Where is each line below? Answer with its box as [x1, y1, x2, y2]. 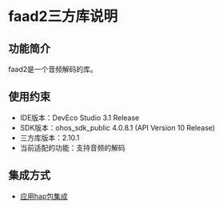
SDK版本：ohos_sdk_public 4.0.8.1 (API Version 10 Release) [19, 123, 216, 132]
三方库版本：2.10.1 [19, 133, 80, 143]
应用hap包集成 [19, 191, 68, 201]
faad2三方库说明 [8, 7, 118, 26]
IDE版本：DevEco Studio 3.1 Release [19, 113, 140, 123]
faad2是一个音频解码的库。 [8, 65, 98, 74]
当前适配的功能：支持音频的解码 [19, 143, 125, 152]
